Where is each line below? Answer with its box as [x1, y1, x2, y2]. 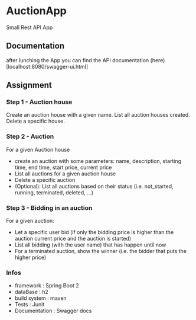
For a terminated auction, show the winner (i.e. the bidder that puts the [14, 248, 187, 255]
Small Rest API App [6, 24, 53, 31]
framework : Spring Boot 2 [14, 282, 80, 289]
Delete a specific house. [6, 117, 65, 125]
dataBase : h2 [14, 289, 49, 296]
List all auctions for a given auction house [14, 170, 116, 177]
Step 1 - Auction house [6, 98, 73, 106]
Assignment [6, 80, 52, 90]
